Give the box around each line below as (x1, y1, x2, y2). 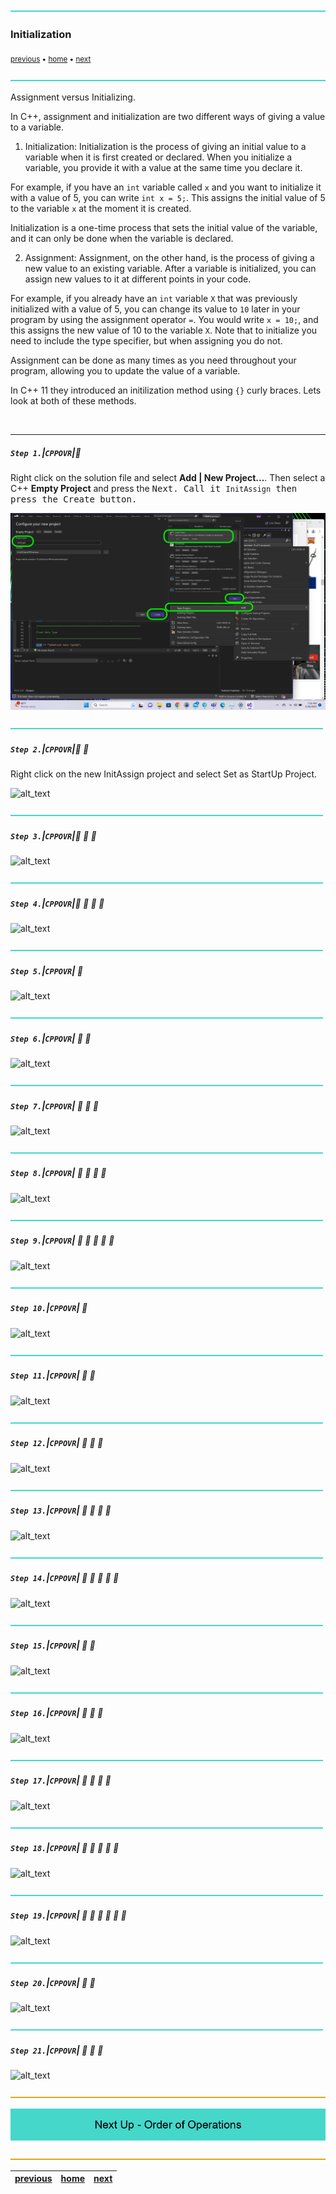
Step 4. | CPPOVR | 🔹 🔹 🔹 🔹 (10, 897, 105, 909)
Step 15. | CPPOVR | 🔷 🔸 (10, 1639, 96, 1652)
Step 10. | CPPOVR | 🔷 (10, 1302, 88, 1314)
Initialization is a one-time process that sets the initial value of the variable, (10, 222, 318, 234)
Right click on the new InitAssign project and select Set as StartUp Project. (10, 768, 318, 780)
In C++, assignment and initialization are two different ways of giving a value (10, 111, 326, 123)
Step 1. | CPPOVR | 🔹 (10, 446, 82, 458)
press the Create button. (10, 494, 138, 505)
